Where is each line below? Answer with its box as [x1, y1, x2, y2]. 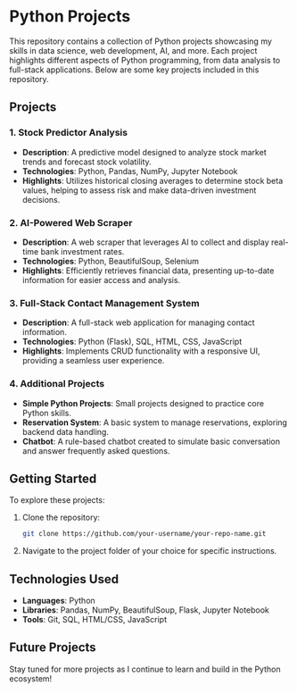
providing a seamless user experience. [21, 355, 165, 366]
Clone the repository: [21, 512, 101, 523]
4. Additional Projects [9, 378, 105, 390]
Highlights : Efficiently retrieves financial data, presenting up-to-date [21, 265, 275, 276]
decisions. [21, 194, 61, 205]
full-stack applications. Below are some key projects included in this [9, 64, 260, 75]
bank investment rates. [40, 246, 125, 256]
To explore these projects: [9, 495, 105, 505]
